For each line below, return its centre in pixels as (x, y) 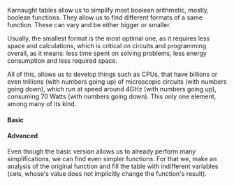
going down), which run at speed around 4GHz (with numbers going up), (112, 89)
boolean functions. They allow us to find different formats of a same (105, 17)
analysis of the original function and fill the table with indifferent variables (113, 166)
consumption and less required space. (62, 61)
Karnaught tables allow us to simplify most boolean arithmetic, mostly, (108, 10)
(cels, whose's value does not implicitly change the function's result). (107, 173)
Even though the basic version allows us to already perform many (102, 151)
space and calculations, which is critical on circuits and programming (107, 46)
